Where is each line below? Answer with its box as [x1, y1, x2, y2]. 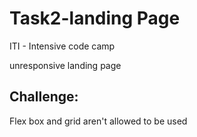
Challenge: [9, 88, 79, 106]
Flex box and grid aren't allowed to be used [9, 115, 188, 127]
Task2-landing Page [9, 7, 181, 30]
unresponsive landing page [9, 59, 122, 71]
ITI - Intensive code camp [9, 40, 116, 52]
